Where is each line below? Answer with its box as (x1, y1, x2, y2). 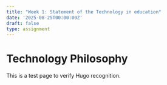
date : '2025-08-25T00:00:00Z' (6, 15, 83, 21)
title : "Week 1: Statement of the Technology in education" (6, 8, 162, 15)
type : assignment (6, 25, 50, 32)
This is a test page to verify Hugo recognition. (6, 72, 121, 80)
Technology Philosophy (6, 52, 128, 66)
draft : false (6, 20, 39, 26)
